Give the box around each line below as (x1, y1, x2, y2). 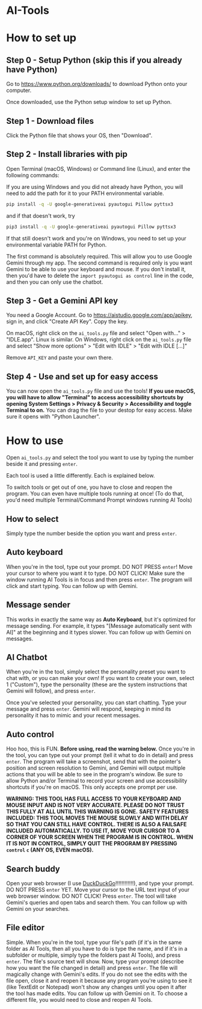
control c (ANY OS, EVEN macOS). (6, 846, 94, 854)
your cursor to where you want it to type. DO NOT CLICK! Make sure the (6, 569, 185, 577)
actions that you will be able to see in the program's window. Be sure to (6, 771, 183, 778)
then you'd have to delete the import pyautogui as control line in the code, (6, 272, 194, 279)
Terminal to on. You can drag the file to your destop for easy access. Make (6, 406, 192, 414)
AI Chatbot (6, 652, 47, 662)
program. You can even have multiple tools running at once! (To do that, (6, 490, 184, 497)
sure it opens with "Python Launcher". (6, 413, 100, 420)
